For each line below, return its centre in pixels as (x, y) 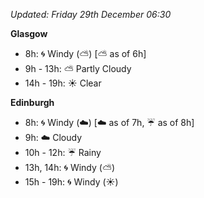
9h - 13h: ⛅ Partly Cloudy (78, 68)
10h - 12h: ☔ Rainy (63, 152)
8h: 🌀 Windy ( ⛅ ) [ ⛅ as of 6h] (85, 53)
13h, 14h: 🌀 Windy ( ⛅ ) (70, 167)
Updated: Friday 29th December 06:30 (91, 14)
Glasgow (29, 33)
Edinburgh (32, 102)
